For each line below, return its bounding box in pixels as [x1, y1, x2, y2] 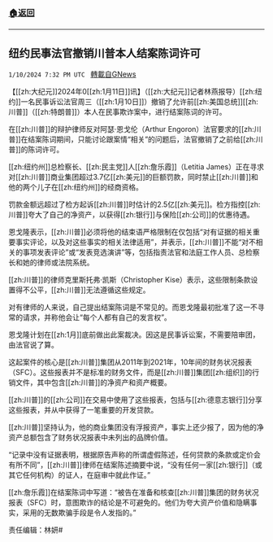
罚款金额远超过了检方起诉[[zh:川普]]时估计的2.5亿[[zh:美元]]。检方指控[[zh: [8, 199, 261, 209]
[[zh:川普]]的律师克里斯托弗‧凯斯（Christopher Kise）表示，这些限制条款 [8, 275, 251, 285]
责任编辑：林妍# [8, 525, 63, 535]
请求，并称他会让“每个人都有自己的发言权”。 [22, 313, 172, 322]
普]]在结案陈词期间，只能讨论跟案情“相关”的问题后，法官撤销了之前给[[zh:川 [8, 134, 263, 144]
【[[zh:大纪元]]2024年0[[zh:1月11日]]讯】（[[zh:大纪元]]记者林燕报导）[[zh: [8, 87, 256, 97]
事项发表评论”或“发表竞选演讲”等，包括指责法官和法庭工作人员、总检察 [22, 247, 260, 257]
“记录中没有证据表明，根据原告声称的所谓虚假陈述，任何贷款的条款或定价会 [8, 450, 262, 460]
